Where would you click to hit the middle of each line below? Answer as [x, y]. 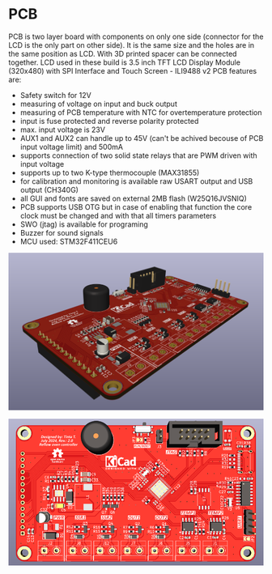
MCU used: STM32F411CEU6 [69, 241]
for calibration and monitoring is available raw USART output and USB [136, 181]
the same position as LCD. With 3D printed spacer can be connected [123, 53]
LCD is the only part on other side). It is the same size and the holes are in [132, 45]
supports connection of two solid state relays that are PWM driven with [138, 155]
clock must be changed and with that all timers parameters [118, 215]
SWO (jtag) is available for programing [84, 224]
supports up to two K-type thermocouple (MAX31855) [110, 172]
